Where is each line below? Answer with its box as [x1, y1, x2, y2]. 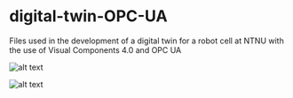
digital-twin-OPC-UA [9, 6, 168, 26]
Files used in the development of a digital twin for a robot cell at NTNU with [9, 35, 284, 46]
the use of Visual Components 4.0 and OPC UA [9, 44, 182, 55]
